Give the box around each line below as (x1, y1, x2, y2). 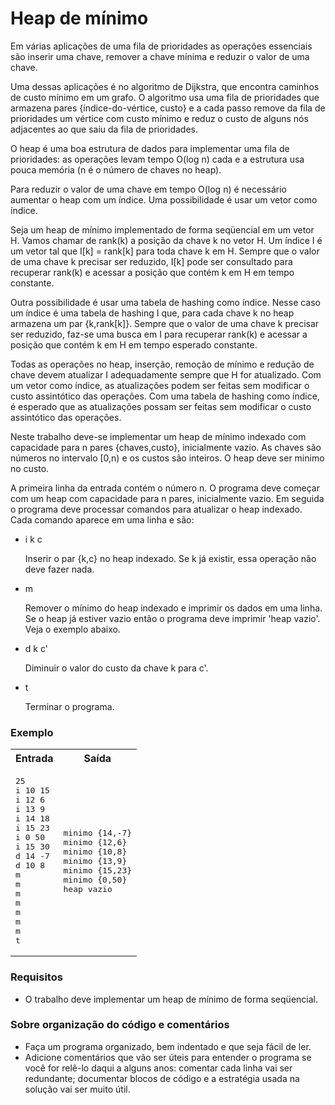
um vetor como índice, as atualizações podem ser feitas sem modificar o (10, 379, 310, 391)
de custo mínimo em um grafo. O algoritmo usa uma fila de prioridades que (10, 91, 320, 103)
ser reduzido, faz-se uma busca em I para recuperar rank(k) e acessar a (10, 328, 308, 340)
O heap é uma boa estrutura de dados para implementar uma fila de (10, 142, 290, 154)
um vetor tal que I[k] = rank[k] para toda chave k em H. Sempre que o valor (10, 245, 320, 257)
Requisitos (10, 970, 63, 984)
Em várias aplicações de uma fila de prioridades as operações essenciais (10, 40, 313, 52)
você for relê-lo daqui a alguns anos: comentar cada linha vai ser (24, 1062, 293, 1074)
